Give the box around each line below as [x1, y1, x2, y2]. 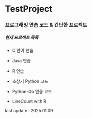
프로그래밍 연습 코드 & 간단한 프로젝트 [5, 22, 88, 29]
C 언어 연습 [12, 47, 34, 54]
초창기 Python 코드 [12, 78, 48, 84]
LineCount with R [12, 98, 46, 104]
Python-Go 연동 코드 [12, 88, 52, 95]
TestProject [5, 3, 53, 15]
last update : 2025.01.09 [5, 108, 53, 114]
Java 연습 [12, 58, 31, 64]
